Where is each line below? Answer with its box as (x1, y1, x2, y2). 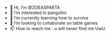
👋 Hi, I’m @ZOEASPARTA (9, 5, 60, 10)
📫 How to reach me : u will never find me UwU (9, 26, 106, 31)
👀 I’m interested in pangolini (9, 10, 67, 16)
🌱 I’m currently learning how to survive (9, 15, 89, 20)
